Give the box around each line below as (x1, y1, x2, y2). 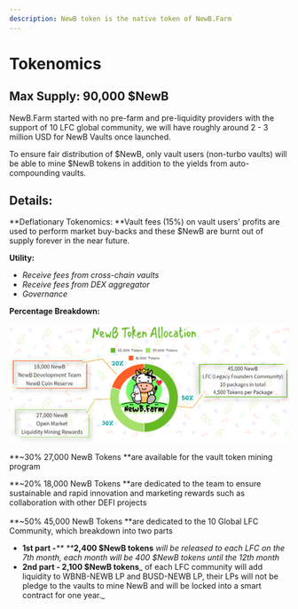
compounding (9, 167, 60, 178)
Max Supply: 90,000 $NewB (9, 89, 169, 104)
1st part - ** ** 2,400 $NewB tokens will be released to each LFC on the (21, 542, 286, 553)
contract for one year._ (21, 589, 106, 600)
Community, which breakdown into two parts (9, 525, 173, 536)
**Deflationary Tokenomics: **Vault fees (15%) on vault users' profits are (9, 217, 280, 227)
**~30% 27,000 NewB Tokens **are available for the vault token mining (9, 451, 273, 462)
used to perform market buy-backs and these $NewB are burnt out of (9, 226, 264, 237)
